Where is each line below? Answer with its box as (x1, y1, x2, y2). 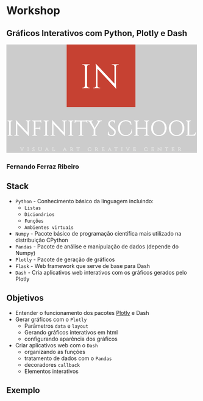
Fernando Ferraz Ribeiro (6, 162, 79, 171)
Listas (24, 205, 41, 211)
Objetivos (6, 293, 44, 303)
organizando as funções (24, 348, 85, 355)
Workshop (6, 4, 60, 18)
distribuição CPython (15, 236, 68, 244)
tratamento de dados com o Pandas (24, 355, 112, 362)
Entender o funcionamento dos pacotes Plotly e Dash (15, 309, 149, 316)
